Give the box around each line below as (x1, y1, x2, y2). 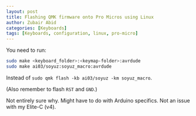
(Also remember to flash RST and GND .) (6, 85, 98, 92)
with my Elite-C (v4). (6, 103, 57, 110)
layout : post (6, 8, 38, 15)
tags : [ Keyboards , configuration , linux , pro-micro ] (6, 31, 138, 37)
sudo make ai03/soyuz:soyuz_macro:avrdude (6, 64, 112, 69)
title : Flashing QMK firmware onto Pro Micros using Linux (6, 14, 154, 20)
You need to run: (6, 47, 46, 54)
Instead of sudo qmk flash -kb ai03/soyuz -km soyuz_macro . (6, 74, 152, 81)
